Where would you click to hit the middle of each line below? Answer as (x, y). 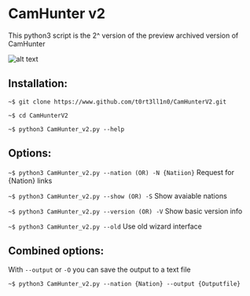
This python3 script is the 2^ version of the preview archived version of (123, 35)
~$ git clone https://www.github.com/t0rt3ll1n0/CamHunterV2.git (117, 102)
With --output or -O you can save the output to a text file (99, 270)
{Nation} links (30, 181)
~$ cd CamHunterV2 (38, 115)
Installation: (38, 84)
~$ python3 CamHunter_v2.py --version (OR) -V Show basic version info (125, 211)
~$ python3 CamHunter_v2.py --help (66, 129)
